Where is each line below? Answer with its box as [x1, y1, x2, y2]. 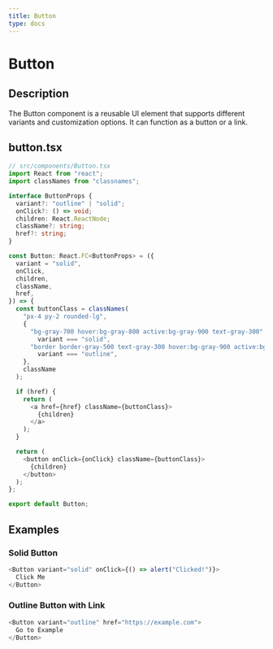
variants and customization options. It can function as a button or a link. [8, 117, 248, 127]
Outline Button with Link [8, 599, 106, 611]
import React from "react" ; [8, 170, 104, 178]
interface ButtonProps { [8, 192, 93, 200]
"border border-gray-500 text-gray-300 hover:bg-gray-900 [29, 342, 231, 351]
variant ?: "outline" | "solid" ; [15, 199, 126, 207]
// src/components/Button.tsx [8, 162, 111, 171]
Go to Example [15, 625, 63, 634]
